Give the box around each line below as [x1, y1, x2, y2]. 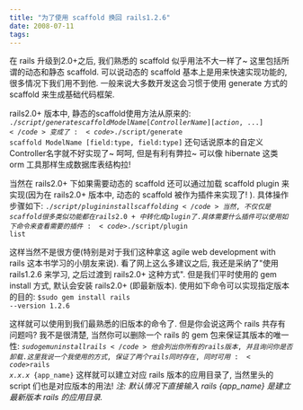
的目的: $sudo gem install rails [9, 292, 130, 302]
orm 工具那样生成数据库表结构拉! [9, 159, 132, 170]
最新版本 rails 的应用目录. [9, 392, 103, 403]
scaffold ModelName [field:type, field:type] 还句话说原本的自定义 [9, 136, 263, 148]
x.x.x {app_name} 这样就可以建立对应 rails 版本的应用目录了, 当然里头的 [9, 370, 274, 380]
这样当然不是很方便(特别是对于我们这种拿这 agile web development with [9, 247, 276, 257]
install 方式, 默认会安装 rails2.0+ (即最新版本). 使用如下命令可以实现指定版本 [9, 280, 290, 292]
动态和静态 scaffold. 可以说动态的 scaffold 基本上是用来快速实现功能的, [24, 66, 288, 77]
